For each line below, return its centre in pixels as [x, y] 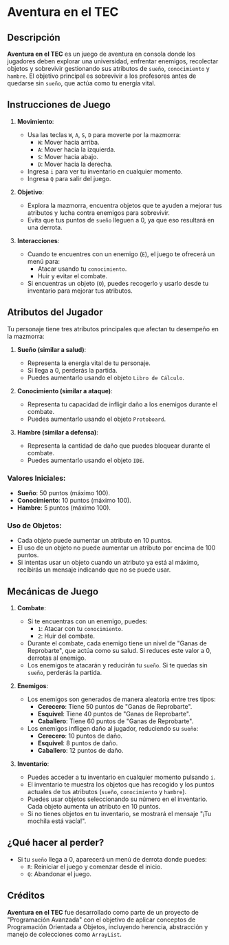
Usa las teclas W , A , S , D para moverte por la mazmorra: [104, 134]
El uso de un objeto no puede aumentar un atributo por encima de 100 [116, 548]
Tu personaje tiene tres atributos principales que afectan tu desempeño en [113, 329]
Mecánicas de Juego [53, 591]
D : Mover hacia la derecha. [75, 164]
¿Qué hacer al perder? [56, 843]
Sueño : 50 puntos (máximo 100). [64, 492]
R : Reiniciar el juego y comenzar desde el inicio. [95, 866]
